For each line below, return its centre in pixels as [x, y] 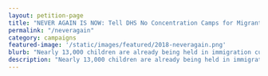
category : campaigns [43, 38]
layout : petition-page [46, 15]
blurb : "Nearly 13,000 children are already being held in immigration [130, 52]
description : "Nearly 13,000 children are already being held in [119, 60]
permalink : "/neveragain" [51, 30]
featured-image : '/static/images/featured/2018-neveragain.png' [117, 45]
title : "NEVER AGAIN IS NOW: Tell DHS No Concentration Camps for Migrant [135, 23]
